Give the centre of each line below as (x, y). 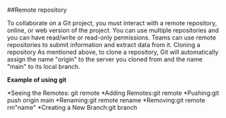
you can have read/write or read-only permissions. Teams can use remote (112, 38)
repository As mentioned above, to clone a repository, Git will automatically (113, 52)
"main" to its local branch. (44, 67)
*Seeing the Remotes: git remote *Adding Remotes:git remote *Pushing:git (113, 93)
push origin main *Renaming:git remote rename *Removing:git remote (106, 100)
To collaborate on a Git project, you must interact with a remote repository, (112, 23)
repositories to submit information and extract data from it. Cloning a (104, 45)
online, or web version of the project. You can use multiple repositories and (113, 30)
